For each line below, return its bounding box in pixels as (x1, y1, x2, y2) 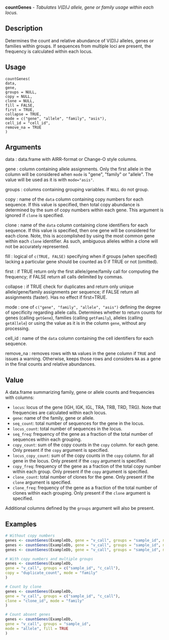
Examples (5, 519, 37, 529)
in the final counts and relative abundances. (5, 361, 96, 367)
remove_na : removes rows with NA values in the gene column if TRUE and (5, 351, 156, 357)
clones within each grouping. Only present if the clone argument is (12, 490, 151, 496)
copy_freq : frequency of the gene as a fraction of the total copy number (12, 463, 161, 470)
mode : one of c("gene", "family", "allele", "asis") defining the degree (5, 304, 161, 310)
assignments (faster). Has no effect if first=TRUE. (5, 295, 107, 301)
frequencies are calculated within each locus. (12, 410, 107, 416)
